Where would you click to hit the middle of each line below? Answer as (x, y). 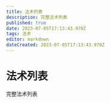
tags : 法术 (19, 34)
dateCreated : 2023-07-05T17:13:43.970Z (56, 45)
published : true (26, 23)
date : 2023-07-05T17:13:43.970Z (46, 28)
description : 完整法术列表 (37, 17)
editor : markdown (28, 39)
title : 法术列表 (24, 12)
